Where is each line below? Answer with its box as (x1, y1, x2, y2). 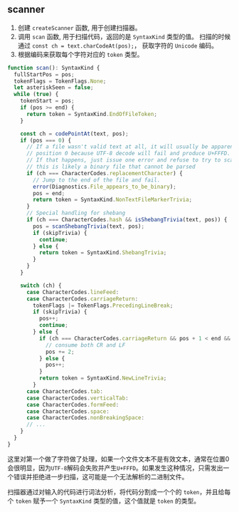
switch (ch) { (20, 282, 62, 289)
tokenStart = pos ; (20, 98, 75, 105)
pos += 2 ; (45, 348, 75, 355)
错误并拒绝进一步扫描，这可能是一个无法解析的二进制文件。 (13, 472, 188, 481)
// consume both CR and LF (45, 341, 126, 349)
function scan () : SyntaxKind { (7, 64, 100, 71)
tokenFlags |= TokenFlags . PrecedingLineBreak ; (33, 302, 174, 309)
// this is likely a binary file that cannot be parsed (26, 163, 196, 171)
